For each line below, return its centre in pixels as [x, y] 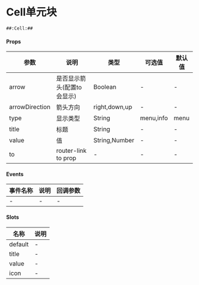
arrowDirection [30, 107]
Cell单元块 [32, 12]
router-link [71, 150]
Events [15, 174]
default [19, 244]
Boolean [105, 87]
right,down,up [113, 107]
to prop [66, 158]
